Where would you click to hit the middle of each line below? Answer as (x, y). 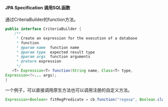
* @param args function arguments (53, 57)
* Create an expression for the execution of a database (77, 38)
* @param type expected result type (55, 52)
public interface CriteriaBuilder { (43, 29)
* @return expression (39, 61)
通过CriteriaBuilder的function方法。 (42, 19)
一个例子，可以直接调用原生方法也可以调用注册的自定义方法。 (69, 90)
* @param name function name (48, 47)
